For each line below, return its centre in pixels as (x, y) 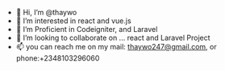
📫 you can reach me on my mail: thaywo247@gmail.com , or (116, 47)
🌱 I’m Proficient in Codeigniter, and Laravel (87, 29)
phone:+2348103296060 (58, 58)
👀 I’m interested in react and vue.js (73, 21)
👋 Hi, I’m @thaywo (46, 12)
